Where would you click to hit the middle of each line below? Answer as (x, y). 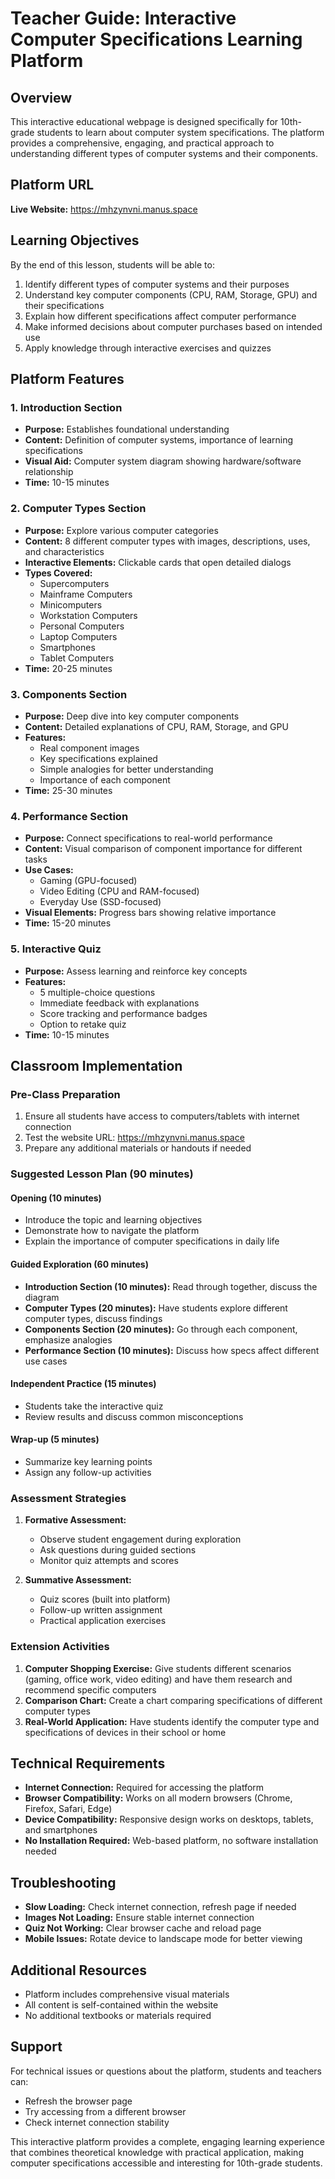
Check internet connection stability (97, 2122)
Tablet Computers (77, 658)
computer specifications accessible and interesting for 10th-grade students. (166, 2163)
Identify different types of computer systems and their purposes (157, 284)
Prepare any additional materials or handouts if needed (138, 1148)
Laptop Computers (78, 636)
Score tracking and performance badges (123, 1013)
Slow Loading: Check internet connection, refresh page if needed (160, 1907)
